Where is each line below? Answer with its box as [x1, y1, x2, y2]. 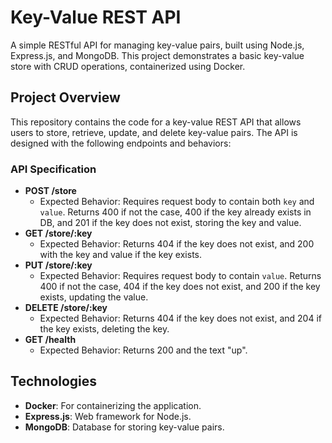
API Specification [10, 162, 97, 176]
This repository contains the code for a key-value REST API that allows [10, 116, 302, 128]
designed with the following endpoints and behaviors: [10, 137, 232, 149]
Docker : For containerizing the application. [24, 399, 202, 411]
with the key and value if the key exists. [39, 249, 202, 261]
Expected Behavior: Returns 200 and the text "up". [39, 344, 248, 356]
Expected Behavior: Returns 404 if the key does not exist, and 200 [39, 238, 315, 250]
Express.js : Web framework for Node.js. [24, 410, 192, 422]
